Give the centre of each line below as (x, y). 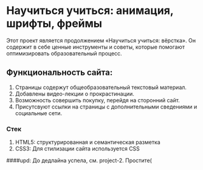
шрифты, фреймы (54, 23)
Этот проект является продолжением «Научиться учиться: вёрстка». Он (101, 40)
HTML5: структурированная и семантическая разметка (88, 142)
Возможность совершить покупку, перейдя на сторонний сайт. (98, 100)
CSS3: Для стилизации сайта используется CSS (77, 149)
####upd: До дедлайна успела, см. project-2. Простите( (79, 161)
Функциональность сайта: (60, 73)
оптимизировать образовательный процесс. (64, 53)
